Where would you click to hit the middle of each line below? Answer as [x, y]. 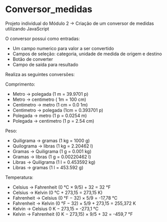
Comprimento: [20, 84]
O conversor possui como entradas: [43, 39]
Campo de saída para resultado [45, 64]
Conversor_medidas [49, 9]
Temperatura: [19, 177]
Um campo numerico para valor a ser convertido [63, 48]
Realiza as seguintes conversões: [40, 74]
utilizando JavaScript [27, 28]
